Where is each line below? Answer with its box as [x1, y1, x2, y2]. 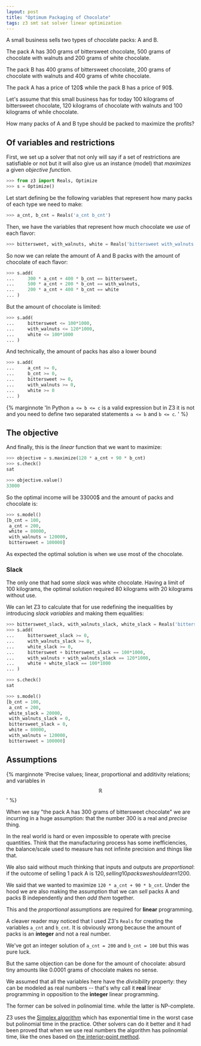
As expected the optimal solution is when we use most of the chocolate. [6, 551, 184, 557]
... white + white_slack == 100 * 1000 [6, 661, 111, 667]
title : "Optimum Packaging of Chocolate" [6, 14, 111, 20]
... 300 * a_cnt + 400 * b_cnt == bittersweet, [6, 276, 138, 282]
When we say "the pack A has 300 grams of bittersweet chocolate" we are [6, 808, 190, 815]
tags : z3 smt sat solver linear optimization [6, 20, 121, 26]
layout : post [6, 8, 39, 15]
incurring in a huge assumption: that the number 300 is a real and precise [6, 814, 187, 821]
